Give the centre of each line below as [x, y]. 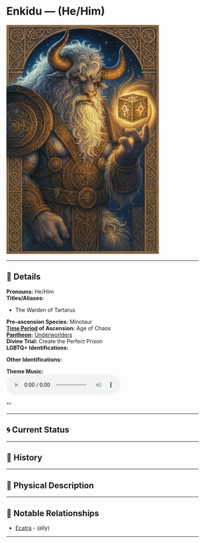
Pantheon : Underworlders [39, 335]
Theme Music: [25, 371]
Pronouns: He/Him [30, 291]
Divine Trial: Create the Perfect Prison [54, 341]
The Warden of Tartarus [45, 310]
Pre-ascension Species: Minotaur [49, 321]
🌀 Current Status [38, 430]
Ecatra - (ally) [32, 528]
